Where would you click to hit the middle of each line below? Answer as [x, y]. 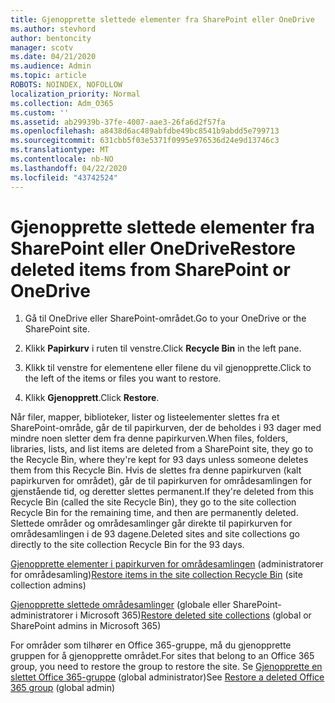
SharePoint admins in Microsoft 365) [86, 626]
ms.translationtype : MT [60, 150]
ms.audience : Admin [51, 66]
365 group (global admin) [63, 688]
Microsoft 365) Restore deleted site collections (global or [195, 615]
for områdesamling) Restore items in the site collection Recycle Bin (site [156, 575]
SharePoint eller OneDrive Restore [153, 248]
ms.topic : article [48, 76]
